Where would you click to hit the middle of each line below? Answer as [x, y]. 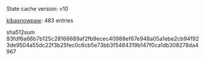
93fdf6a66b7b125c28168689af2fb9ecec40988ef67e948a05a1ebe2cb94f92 [103, 38]
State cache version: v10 [37, 9]
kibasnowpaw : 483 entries [40, 20]
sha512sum [20, 32]
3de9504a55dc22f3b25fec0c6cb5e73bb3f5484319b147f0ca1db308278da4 [102, 45]
